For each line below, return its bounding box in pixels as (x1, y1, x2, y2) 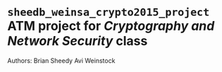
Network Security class (7, 33, 148, 49)
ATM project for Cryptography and (7, 18, 215, 34)
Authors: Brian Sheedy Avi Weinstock (7, 56, 116, 65)
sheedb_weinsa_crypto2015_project (7, 6, 210, 19)
